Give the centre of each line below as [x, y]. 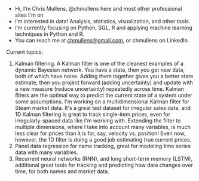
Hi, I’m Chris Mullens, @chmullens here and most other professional [98, 9]
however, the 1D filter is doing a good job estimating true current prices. [103, 139]
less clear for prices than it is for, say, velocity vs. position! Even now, [100, 133]
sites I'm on [29, 15]
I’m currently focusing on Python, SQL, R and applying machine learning [103, 27]
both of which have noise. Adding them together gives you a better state [104, 76]
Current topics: [25, 52]
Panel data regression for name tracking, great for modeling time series [103, 146]
